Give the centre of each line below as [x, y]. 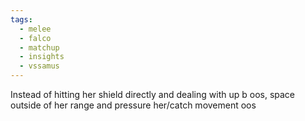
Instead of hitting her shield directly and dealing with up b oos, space [152, 94]
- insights [42, 57]
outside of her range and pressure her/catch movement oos [133, 105]
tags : [21, 19]
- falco [35, 38]
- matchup [39, 47]
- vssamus [39, 66]
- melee [35, 29]
